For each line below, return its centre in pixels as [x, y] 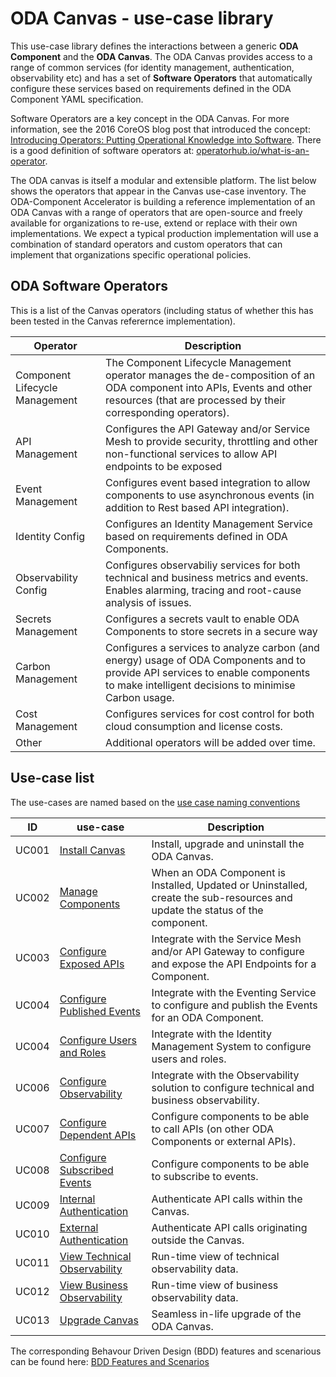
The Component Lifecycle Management [198, 362]
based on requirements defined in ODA [196, 536]
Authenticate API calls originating [229, 1227]
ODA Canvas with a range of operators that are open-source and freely [156, 212]
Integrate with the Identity [212, 1034]
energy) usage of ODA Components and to [205, 660]
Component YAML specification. [77, 99]
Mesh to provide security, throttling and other [211, 441]
